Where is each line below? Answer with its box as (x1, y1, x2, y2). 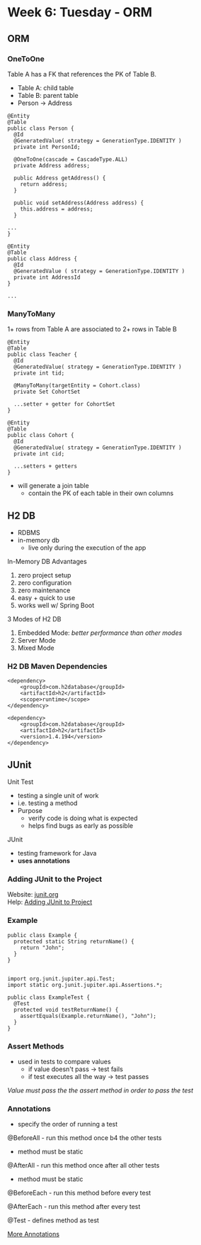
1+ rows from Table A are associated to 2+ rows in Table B (7, 325, 177, 333)
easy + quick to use (17, 593, 76, 602)
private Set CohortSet (13, 388, 81, 396)
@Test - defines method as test (7, 1216, 99, 1224)
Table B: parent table (17, 91, 79, 99)
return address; (20, 180, 69, 188)
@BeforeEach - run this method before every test (7, 1189, 151, 1197)
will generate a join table (17, 482, 90, 490)
